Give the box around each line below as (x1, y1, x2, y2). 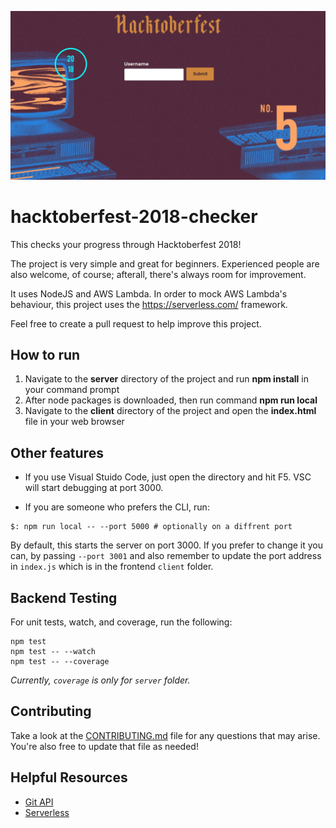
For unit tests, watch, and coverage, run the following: (10, 616, 233, 628)
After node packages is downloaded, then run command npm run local (24, 394, 318, 406)
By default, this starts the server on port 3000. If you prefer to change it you (10, 539, 324, 551)
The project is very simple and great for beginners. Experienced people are (10, 257, 320, 270)
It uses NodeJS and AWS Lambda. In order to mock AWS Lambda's (10, 287, 288, 300)
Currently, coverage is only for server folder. (10, 674, 191, 686)
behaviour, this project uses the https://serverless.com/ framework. (10, 298, 288, 310)
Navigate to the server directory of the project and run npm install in (24, 373, 309, 385)
